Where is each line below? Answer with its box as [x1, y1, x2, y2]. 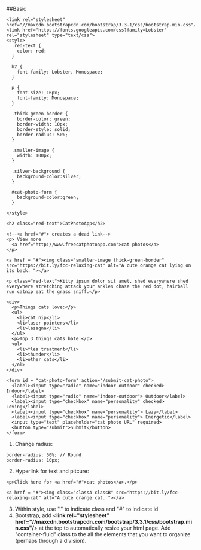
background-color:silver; [17, 173, 82, 179]
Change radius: [14, 441, 53, 447]
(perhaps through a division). [14, 537, 87, 544]
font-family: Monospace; [17, 95, 79, 101]
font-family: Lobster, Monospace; [17, 69, 103, 75]
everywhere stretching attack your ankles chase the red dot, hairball [6, 283, 188, 289]
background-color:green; [17, 194, 79, 200]
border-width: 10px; [17, 121, 68, 127]
